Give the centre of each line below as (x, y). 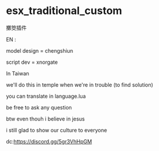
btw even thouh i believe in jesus (45, 119)
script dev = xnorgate (32, 62)
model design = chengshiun (40, 50)
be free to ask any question (39, 107)
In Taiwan (18, 73)
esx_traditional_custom (64, 11)
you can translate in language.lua (46, 96)
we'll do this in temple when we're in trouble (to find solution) (80, 85)
